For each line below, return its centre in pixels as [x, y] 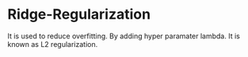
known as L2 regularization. [53, 44]
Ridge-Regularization [79, 14]
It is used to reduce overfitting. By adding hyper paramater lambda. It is [124, 36]
